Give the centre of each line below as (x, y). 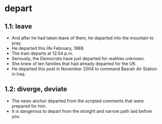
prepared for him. (29, 106)
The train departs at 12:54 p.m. (42, 53)
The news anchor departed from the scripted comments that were (78, 101)
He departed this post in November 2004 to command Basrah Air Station (84, 69)
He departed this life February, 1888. (48, 48)
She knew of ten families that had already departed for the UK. (74, 64)
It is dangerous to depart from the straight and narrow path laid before (82, 111)
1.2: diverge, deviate (36, 89)
